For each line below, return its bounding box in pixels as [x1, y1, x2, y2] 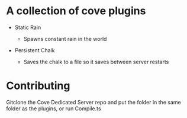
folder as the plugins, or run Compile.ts [6, 105, 102, 112]
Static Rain [14, 24, 41, 31]
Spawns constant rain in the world [23, 35, 107, 42]
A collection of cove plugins [6, 4, 146, 18]
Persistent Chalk [14, 46, 55, 54]
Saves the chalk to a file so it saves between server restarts [23, 58, 169, 65]
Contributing [6, 79, 70, 93]
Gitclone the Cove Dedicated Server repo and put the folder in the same [6, 98, 182, 106]
